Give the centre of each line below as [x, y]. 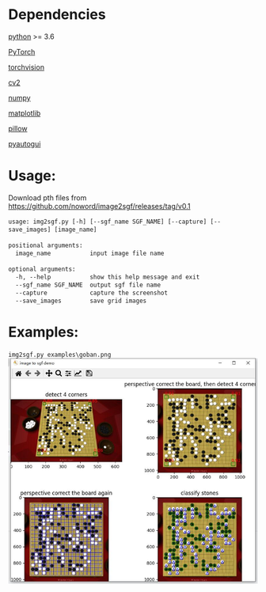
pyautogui [25, 143]
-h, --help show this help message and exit [108, 277]
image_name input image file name [90, 253]
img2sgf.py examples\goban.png [60, 355]
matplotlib [25, 113]
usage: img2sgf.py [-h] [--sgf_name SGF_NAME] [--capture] [108, 222]
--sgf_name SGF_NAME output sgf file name [88, 285]
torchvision [27, 67]
